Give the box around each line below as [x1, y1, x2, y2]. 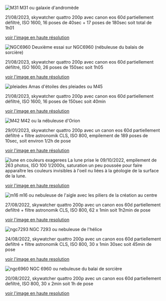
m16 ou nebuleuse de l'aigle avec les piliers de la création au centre [19, 192, 158, 198]
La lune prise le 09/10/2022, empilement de [67, 157, 157, 163]
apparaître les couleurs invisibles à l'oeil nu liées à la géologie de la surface [5, 168, 159, 173]
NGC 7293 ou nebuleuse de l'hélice [29, 226, 103, 232]
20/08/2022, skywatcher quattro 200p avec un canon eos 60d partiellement [5, 276, 161, 281]
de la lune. [5, 173, 26, 179]
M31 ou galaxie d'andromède [19, 5, 79, 10]
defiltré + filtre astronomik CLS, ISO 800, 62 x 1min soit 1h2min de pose [5, 207, 151, 213]
